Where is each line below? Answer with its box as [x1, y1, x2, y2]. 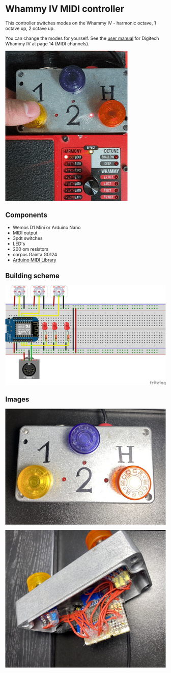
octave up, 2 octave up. [5, 25, 55, 31]
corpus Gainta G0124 [12, 251, 58, 257]
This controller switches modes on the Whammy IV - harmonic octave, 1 [5, 20, 156, 26]
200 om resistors [12, 246, 49, 252]
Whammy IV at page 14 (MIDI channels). [5, 40, 90, 46]
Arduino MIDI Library [12, 257, 56, 263]
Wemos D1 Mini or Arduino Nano [12, 224, 81, 230]
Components [5, 211, 47, 220]
